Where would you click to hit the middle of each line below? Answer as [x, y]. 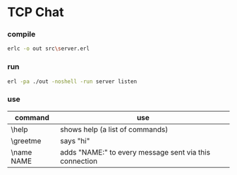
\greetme [26, 141]
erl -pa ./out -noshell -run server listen [72, 82]
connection [78, 161]
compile [22, 34]
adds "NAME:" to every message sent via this [135, 152]
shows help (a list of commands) [114, 129]
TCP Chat [36, 12]
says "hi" [75, 141]
